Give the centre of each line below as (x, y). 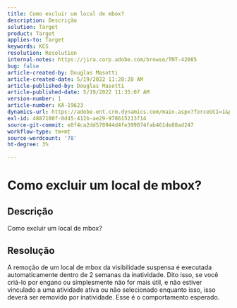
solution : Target (33, 27)
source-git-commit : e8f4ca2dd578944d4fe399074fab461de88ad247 (101, 125)
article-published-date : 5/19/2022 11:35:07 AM (79, 92)
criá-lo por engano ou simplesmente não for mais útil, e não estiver (105, 282)
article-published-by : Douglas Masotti (66, 86)
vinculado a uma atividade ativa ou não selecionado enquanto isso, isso (112, 290)
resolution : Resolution (42, 53)
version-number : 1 (34, 99)
